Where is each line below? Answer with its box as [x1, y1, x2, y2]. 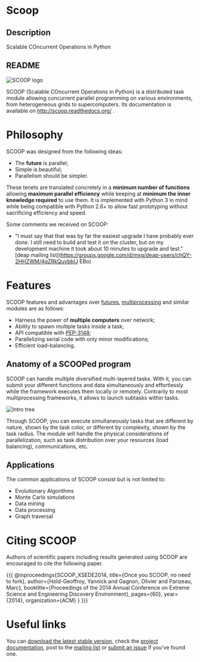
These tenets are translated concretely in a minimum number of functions [6, 184, 190, 191]
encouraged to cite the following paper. [6, 560, 103, 567]
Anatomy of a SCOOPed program [6, 359, 131, 370]
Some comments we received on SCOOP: [6, 221, 109, 228]
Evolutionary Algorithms [14, 487, 75, 495]
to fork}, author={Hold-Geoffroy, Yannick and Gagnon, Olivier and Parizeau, [6, 578, 193, 585]
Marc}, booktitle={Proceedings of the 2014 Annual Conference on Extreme [6, 584, 190, 591]
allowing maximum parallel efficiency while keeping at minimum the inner [6, 190, 191, 197]
